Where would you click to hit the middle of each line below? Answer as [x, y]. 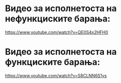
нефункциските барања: [58, 19]
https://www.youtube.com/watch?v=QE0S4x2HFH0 [57, 32]
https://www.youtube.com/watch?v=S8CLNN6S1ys [56, 75]
